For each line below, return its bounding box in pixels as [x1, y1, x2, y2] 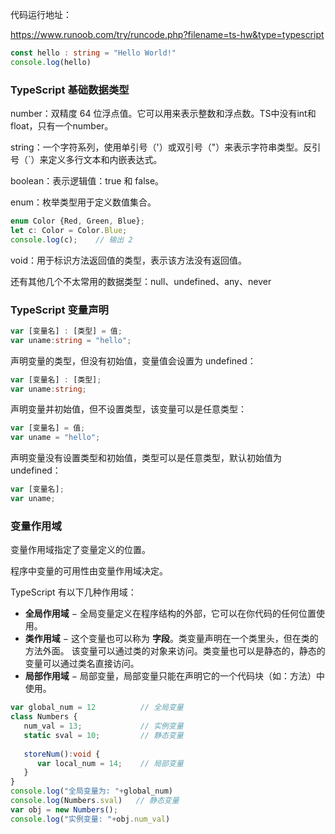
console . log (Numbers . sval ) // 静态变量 [10, 796, 180, 806]
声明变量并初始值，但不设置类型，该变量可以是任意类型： [10, 403, 247, 415]
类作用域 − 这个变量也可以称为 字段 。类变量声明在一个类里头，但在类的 [24, 633, 319, 645]
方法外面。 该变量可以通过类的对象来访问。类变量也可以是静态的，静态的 [24, 645, 326, 657]
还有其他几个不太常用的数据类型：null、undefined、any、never [10, 275, 272, 287]
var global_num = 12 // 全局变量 [10, 703, 184, 713]
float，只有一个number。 [10, 120, 114, 132]
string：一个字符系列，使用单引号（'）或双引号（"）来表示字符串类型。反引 [10, 141, 322, 153]
